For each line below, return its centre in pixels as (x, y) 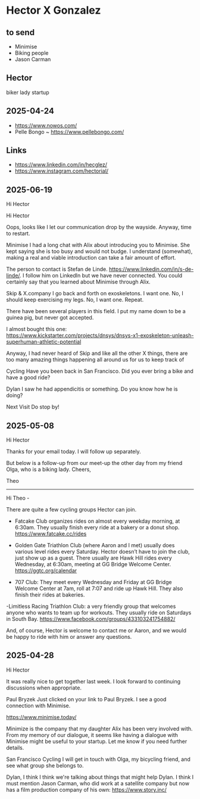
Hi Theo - (18, 498)
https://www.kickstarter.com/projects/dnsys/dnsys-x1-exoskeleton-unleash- (100, 335)
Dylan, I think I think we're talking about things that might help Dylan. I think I (100, 777)
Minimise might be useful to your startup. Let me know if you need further (97, 741)
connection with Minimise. (38, 706)
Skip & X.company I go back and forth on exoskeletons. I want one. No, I (95, 294)
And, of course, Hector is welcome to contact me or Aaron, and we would (96, 631)
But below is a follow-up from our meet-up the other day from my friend (94, 463)
